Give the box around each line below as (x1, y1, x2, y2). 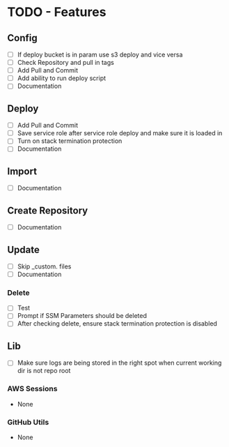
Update (7, 243, 40, 255)
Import (7, 165, 37, 177)
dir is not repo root (17, 367, 71, 375)
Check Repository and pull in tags (17, 59, 115, 67)
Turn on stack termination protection (17, 137, 123, 145)
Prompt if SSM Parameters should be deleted (17, 312, 148, 320)
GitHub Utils (7, 417, 49, 427)
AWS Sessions (7, 384, 58, 394)
